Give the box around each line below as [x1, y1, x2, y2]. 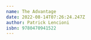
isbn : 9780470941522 [6, 25, 57, 31]
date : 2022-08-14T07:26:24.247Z [6, 14, 85, 20]
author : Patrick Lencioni [6, 19, 69, 25]
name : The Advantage [6, 8, 57, 15]
